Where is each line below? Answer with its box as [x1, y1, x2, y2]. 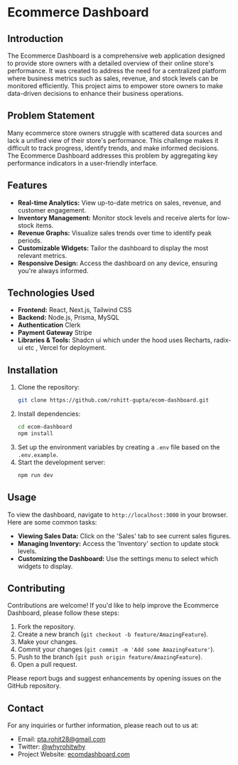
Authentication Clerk [17, 321, 81, 329]
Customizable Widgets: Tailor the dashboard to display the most [17, 243, 209, 252]
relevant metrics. [17, 251, 67, 260]
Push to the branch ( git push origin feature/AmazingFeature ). [17, 653, 202, 661]
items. [35, 221, 54, 230]
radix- [213, 336, 232, 345]
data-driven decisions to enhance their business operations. [7, 90, 184, 97]
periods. [17, 236, 43, 245]
